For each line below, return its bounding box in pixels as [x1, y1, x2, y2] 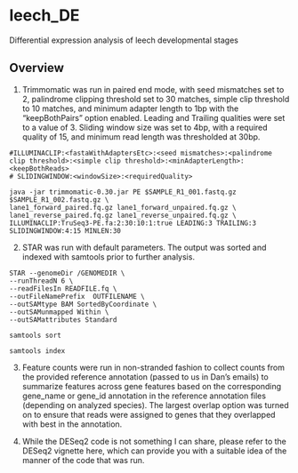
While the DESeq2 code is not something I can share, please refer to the [21, 436, 286, 446]
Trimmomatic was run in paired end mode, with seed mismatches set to [21, 84, 285, 94]
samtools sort [9, 331, 62, 340]
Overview [9, 60, 65, 76]
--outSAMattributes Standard [9, 315, 117, 325]
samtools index [9, 346, 66, 356]
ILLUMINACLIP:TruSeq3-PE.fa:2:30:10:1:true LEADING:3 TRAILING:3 [9, 219, 256, 228]
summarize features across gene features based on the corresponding [21, 381, 282, 391]
